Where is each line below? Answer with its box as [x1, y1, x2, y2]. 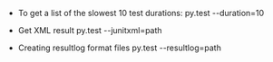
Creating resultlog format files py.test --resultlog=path [17, 42, 222, 53]
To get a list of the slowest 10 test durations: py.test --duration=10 [17, 8, 265, 18]
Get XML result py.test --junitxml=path [17, 25, 162, 35]
